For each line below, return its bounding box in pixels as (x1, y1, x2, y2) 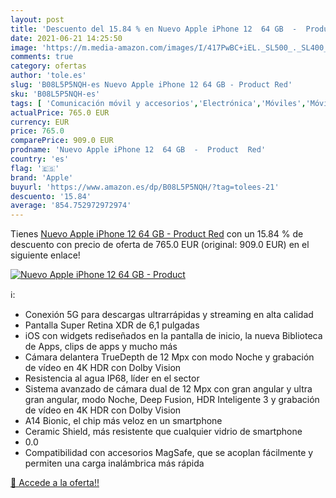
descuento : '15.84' (10, 191, 92, 201)
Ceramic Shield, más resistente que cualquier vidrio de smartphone (24, 426, 303, 438)
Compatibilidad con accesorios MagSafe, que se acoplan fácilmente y (24, 447, 314, 459)
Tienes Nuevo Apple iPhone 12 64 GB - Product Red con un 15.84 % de (10, 228, 304, 240)
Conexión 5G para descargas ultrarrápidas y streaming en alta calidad (24, 309, 314, 321)
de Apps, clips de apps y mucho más (24, 341, 178, 353)
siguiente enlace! (10, 249, 81, 261)
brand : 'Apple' (10, 172, 74, 183)
